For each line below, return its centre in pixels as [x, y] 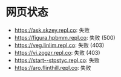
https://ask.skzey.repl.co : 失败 [52, 30]
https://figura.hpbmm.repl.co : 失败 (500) [65, 37]
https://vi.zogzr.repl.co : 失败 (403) [57, 52]
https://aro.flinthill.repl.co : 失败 [53, 67]
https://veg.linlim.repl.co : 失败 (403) [59, 45]
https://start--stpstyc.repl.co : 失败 [57, 60]
